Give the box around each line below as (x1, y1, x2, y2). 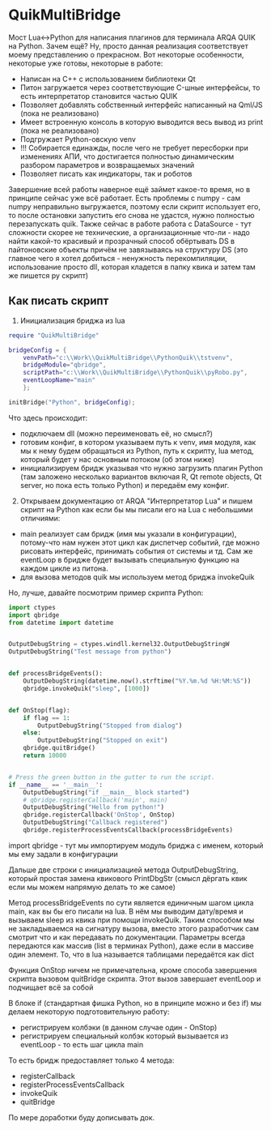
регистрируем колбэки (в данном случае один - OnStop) (19, 1022, 218, 1032)
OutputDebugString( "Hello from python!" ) (23, 803, 164, 811)
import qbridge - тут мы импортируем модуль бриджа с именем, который (8, 841, 264, 850)
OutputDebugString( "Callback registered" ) (23, 819, 168, 827)
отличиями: (19, 513, 61, 523)
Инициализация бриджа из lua (19, 315, 125, 325)
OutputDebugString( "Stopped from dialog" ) (37, 721, 183, 730)
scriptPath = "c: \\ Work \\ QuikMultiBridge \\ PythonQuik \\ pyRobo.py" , (23, 369, 248, 377)
